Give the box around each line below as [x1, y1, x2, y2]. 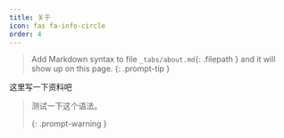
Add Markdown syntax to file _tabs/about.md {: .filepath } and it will [30, 54, 276, 65]
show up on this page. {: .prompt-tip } [30, 63, 171, 74]
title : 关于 [9, 12, 51, 22]
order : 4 [9, 29, 42, 38]
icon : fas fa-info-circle [9, 21, 105, 30]
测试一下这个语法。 [30, 101, 103, 111]
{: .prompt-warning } [30, 118, 107, 129]
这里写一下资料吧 [9, 82, 72, 93]
